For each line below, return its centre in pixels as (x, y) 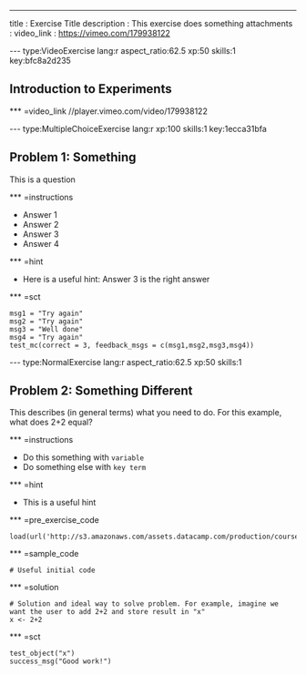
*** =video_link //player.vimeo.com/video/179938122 (108, 111)
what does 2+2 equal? (51, 422)
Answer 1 (40, 214)
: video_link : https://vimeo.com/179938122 (90, 33)
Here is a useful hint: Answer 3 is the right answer (116, 279)
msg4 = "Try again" (46, 337)
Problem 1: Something (73, 157)
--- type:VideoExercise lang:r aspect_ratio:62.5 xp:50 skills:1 (123, 51)
